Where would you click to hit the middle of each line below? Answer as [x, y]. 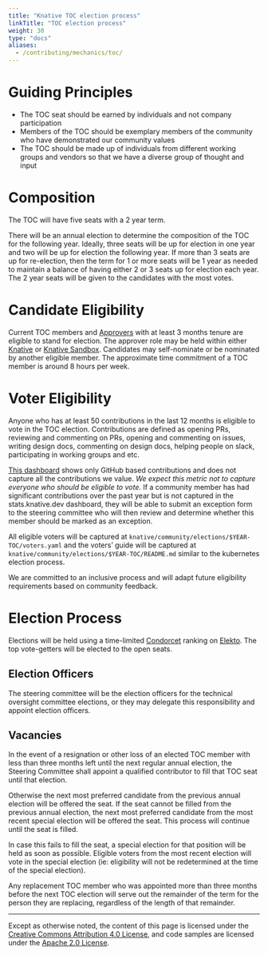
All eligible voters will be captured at [68, 536]
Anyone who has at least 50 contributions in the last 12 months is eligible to [132, 420]
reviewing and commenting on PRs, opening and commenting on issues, [127, 437]
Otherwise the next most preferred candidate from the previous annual [124, 795]
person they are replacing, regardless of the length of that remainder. [122, 903]
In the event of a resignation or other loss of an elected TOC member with [129, 754]
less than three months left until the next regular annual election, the [120, 763]
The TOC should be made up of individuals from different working [128, 148]
